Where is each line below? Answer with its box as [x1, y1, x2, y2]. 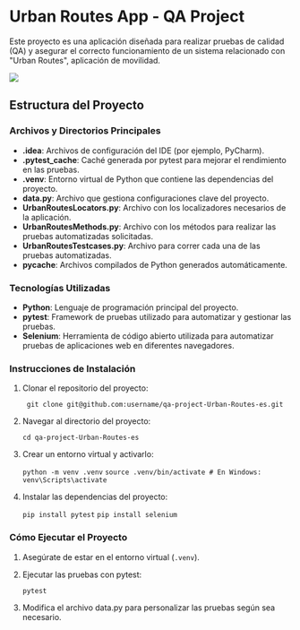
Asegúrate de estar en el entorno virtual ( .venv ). [21, 551, 200, 562]
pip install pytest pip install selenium [21, 511, 177, 520]
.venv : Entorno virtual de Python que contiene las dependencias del [21, 173, 274, 185]
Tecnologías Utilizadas [9, 281, 111, 294]
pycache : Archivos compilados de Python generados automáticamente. [21, 259, 288, 270]
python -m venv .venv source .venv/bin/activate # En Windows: [21, 468, 262, 477]
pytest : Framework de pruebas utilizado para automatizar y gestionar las [21, 311, 292, 322]
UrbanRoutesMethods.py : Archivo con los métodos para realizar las [21, 221, 277, 232]
